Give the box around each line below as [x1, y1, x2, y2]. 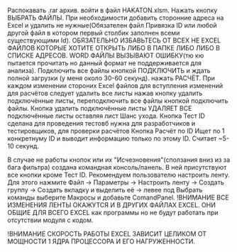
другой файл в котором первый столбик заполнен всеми [7, 28, 180, 37]
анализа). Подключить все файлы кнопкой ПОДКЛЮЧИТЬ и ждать [7, 67, 211, 75]
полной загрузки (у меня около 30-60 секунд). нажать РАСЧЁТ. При [7, 74, 215, 82]
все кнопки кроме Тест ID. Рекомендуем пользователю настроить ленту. [7, 170, 231, 179]
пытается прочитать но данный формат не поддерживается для [7, 59, 202, 67]
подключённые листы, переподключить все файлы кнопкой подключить [7, 97, 228, 105]
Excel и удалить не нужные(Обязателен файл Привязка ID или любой [7, 21, 218, 29]
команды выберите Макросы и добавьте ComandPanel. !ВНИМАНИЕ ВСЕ [7, 193, 229, 202]
